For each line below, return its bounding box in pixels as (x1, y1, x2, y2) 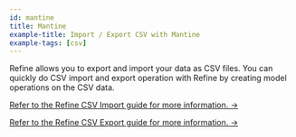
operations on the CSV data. (9, 82, 115, 93)
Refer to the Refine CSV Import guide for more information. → (9, 100, 239, 111)
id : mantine (9, 13, 54, 23)
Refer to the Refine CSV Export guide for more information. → (9, 117, 239, 128)
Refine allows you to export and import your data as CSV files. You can (9, 63, 273, 74)
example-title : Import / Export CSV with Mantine (9, 30, 201, 39)
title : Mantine (9, 22, 67, 31)
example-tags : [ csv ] (9, 38, 88, 48)
